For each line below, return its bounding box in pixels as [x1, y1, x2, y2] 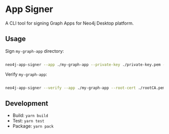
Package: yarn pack [12, 123, 54, 129]
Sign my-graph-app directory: [5, 48, 64, 54]
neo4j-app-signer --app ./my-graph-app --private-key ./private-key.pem [5, 62, 161, 67]
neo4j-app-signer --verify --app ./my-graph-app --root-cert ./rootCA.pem [5, 85, 165, 90]
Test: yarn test [12, 118, 45, 124]
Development [5, 99, 49, 107]
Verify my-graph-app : [5, 71, 47, 77]
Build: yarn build [12, 112, 49, 118]
